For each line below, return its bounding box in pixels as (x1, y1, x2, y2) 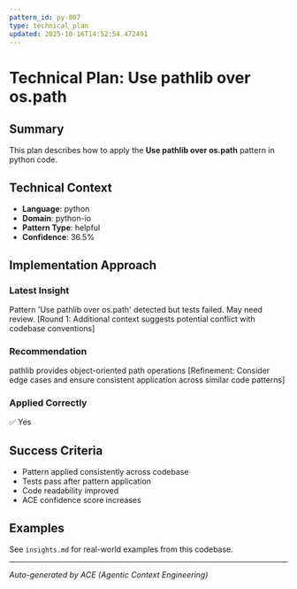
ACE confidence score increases (21, 495, 141, 506)
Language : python (21, 204, 90, 214)
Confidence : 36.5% (21, 232, 95, 243)
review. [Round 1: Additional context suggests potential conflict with (9, 314, 255, 324)
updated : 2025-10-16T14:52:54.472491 (9, 29, 148, 38)
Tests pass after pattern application (21, 476, 152, 487)
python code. (9, 154, 57, 165)
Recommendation (9, 345, 88, 357)
